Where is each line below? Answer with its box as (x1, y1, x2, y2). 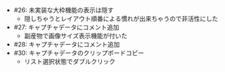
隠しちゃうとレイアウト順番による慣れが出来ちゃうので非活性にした (24, 14, 219, 23)
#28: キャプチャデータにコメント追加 (13, 40, 120, 48)
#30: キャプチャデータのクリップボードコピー (13, 49, 144, 57)
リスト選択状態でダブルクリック (24, 58, 116, 65)
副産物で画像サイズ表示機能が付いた (24, 32, 128, 40)
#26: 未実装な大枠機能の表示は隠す (13, 6, 114, 14)
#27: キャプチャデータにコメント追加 (13, 23, 120, 31)
